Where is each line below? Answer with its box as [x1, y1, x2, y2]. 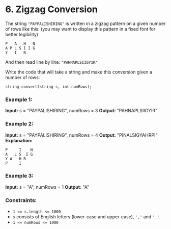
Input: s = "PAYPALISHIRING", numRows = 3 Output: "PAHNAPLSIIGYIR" [5, 108, 158, 114]
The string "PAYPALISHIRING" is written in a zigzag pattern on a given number [5, 20, 166, 27]
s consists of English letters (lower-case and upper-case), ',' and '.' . [12, 214, 161, 220]
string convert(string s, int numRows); [5, 84, 93, 89]
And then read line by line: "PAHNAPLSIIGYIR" [5, 59, 98, 65]
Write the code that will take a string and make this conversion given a [5, 69, 153, 75]
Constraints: [5, 196, 37, 203]
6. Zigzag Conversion [5, 4, 98, 15]
